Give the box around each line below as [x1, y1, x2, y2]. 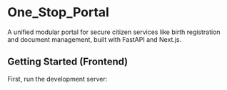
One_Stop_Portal [7, 4, 109, 21]
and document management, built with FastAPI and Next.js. [7, 35, 182, 43]
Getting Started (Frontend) [7, 56, 128, 68]
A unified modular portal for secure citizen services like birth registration [7, 28, 221, 36]
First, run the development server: [7, 74, 108, 83]
